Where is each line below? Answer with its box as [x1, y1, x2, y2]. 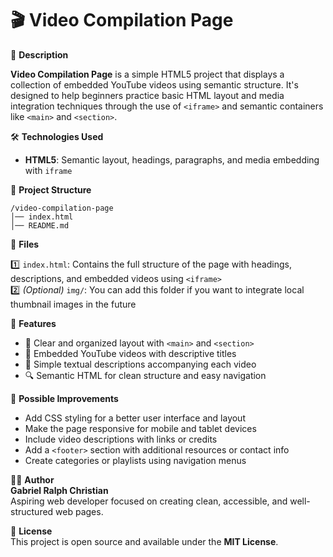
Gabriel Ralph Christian [10, 484, 109, 496]
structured [10, 505, 54, 517]
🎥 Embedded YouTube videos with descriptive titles [24, 347, 237, 359]
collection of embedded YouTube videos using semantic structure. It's [10, 78, 299, 91]
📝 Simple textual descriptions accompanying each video [24, 358, 257, 370]
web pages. [55, 505, 104, 517]
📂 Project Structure [10, 183, 92, 196]
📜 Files [10, 238, 40, 250]
